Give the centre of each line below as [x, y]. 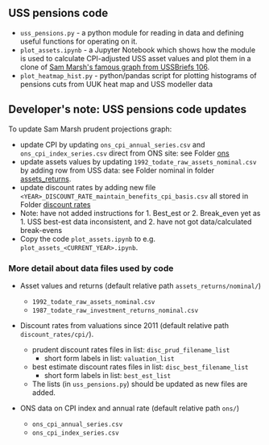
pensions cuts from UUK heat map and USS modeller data [116, 84]
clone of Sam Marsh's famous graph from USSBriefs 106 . [115, 67]
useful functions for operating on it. [79, 41]
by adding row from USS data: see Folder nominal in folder [117, 170]
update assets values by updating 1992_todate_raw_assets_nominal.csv [138, 161]
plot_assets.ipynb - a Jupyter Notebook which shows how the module [138, 50]
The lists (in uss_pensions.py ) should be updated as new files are [140, 384]
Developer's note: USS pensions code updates [128, 109]
